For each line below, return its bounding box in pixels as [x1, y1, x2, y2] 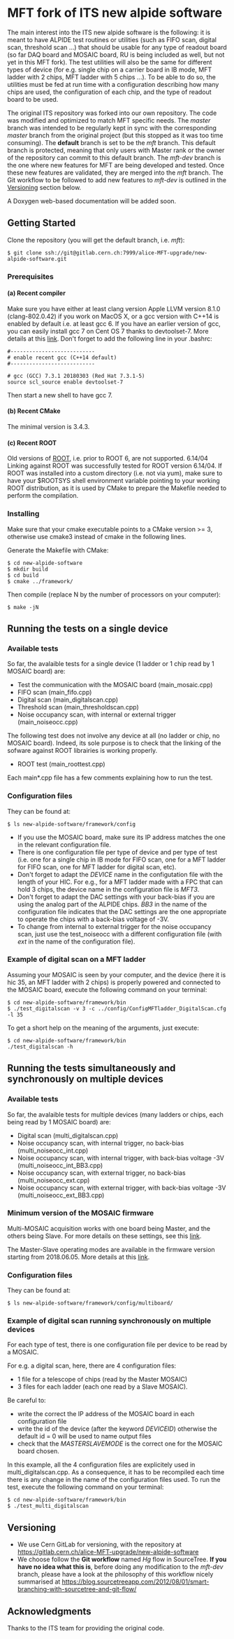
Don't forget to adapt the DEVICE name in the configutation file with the [17, 870, 224, 878]
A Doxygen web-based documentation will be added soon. [7, 196, 177, 205]
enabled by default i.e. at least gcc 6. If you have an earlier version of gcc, [7, 319, 221, 327]
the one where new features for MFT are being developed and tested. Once [7, 161, 225, 169]
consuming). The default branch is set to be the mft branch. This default [7, 138, 216, 147]
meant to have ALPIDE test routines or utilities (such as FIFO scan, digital [7, 35, 217, 43]
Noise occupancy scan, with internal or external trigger [17, 710, 177, 719]
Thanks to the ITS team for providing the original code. [7, 1624, 165, 1633]
